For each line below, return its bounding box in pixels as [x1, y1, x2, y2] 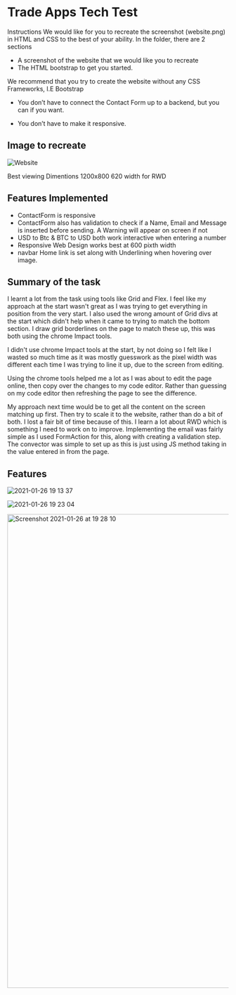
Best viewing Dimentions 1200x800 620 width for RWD [7, 171, 166, 180]
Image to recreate [7, 140, 86, 152]
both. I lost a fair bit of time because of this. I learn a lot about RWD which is [7, 417, 227, 426]
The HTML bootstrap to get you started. [17, 63, 133, 72]
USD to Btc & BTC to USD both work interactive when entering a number [17, 233, 227, 242]
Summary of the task [7, 275, 101, 288]
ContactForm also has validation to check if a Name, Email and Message [17, 219, 227, 227]
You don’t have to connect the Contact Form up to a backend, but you [17, 98, 220, 106]
